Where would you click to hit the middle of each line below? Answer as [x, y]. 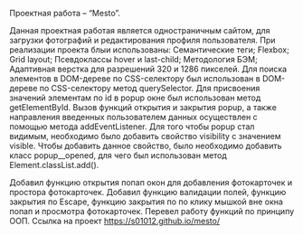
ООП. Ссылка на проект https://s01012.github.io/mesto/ [114, 221]
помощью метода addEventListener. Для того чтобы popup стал [132, 127]
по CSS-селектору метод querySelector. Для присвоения [150, 88]
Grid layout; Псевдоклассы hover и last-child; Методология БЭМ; [133, 59]
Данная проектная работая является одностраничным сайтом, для [140, 30]
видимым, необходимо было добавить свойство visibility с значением [145, 136]
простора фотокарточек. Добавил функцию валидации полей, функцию [148, 192]
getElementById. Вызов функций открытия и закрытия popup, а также [143, 107]
